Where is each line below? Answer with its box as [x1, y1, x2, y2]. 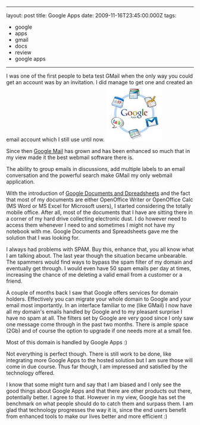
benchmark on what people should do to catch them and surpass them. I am [6, 400, 193, 407]
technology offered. [6, 369, 55, 377]
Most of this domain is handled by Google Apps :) [6, 339, 128, 345]
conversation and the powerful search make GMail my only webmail [6, 172, 173, 179]
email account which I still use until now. [6, 136, 105, 143]
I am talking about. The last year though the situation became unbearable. [6, 252, 187, 259]
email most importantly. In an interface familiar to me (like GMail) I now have [6, 302, 192, 308]
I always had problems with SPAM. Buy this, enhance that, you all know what [6, 246, 194, 253]
